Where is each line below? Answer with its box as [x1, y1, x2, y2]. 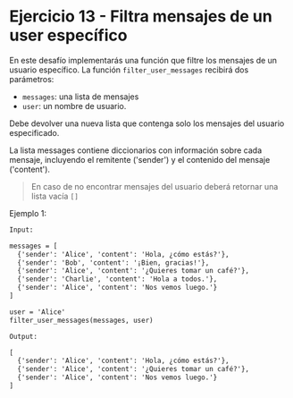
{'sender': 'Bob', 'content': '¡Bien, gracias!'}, [17, 258, 210, 267]
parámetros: [9, 73, 54, 84]
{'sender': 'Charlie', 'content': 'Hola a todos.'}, [17, 275, 218, 284]
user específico [9, 25, 128, 46]
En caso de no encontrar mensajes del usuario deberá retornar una [30, 181, 279, 191]
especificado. [9, 127, 60, 138]
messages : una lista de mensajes [21, 91, 139, 102]
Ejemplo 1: [9, 207, 47, 218]
